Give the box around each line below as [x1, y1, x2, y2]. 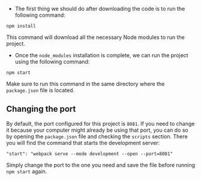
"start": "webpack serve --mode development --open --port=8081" [6, 150, 173, 157]
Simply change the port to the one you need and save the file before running [6, 161, 196, 168]
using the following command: [14, 58, 90, 65]
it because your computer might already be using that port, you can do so [6, 126, 189, 133]
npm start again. [6, 168, 47, 175]
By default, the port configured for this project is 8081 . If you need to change [6, 120, 195, 127]
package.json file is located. [6, 87, 75, 94]
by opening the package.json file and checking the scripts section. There [6, 132, 188, 140]
